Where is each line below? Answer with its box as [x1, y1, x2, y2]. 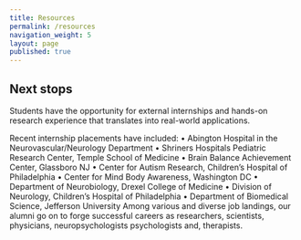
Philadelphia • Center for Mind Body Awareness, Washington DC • [9, 171, 258, 183]
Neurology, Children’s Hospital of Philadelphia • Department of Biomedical [9, 191, 289, 202]
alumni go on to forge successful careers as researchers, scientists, [9, 210, 265, 221]
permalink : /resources [9, 22, 96, 31]
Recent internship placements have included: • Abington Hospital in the [9, 132, 278, 143]
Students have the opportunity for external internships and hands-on [9, 105, 268, 116]
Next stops [9, 81, 73, 97]
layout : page [9, 38, 59, 48]
